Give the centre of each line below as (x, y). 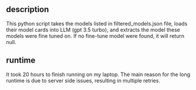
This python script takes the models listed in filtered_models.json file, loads (97, 23)
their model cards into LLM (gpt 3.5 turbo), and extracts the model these (93, 30)
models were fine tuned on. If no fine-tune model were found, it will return (95, 36)
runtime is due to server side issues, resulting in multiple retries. (83, 80)
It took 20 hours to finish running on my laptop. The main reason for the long (98, 74)
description (27, 10)
